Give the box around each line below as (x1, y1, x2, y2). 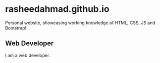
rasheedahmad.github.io (5, 3, 110, 15)
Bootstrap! (5, 25, 27, 31)
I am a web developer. (5, 52, 51, 58)
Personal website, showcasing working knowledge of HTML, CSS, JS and (5, 20, 156, 26)
